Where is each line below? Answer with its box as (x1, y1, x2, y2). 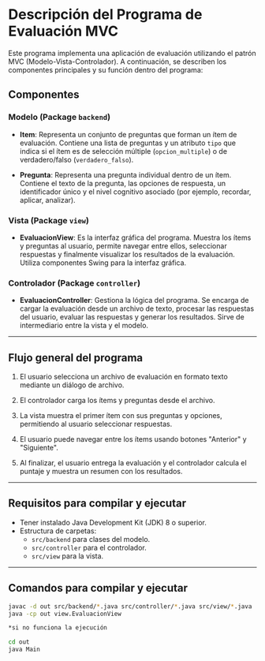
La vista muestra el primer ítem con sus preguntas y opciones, (19, 411, 222, 420)
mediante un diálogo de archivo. (19, 380, 125, 390)
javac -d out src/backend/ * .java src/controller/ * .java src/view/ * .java (8, 602, 252, 611)
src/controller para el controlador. (31, 543, 147, 552)
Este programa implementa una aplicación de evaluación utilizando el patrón (8, 48, 256, 58)
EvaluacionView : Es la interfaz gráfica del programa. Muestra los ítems (19, 233, 252, 242)
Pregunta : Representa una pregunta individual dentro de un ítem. (19, 170, 232, 179)
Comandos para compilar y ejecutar (8, 581, 188, 595)
